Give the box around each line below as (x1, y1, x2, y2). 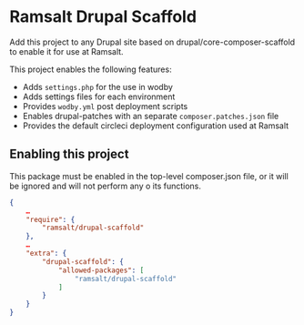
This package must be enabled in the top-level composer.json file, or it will (9, 170, 289, 181)
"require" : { (25, 215, 76, 224)
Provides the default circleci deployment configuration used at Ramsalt (22, 120, 289, 131)
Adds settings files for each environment (22, 91, 176, 102)
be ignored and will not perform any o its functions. (9, 180, 202, 191)
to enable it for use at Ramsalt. (9, 46, 125, 56)
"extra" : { (25, 249, 67, 258)
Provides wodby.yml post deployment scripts (22, 100, 188, 111)
